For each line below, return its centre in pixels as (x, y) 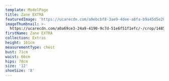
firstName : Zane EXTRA (29, 33)
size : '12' (17, 66)
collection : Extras (26, 38)
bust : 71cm (17, 52)
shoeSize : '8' (20, 71)
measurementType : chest (30, 47)
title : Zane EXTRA (24, 15)
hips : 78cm (17, 61)
